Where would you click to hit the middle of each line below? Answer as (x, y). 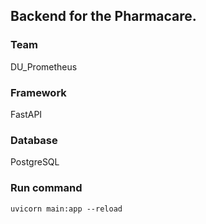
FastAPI (26, 114)
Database (34, 140)
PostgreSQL (35, 162)
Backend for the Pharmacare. (103, 16)
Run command (46, 188)
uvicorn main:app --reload (66, 209)
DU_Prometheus (44, 66)
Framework (38, 92)
